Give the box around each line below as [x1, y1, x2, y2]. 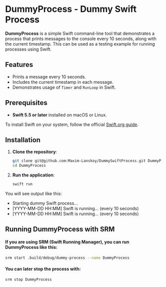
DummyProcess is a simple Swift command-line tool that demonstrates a [5, 30, 155, 36]
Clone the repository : [12, 149, 57, 155]
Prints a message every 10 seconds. [12, 73, 86, 80]
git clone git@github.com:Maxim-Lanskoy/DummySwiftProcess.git [12, 159, 146, 164]
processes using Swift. [5, 46, 52, 52]
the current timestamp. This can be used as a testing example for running [5, 41, 155, 47]
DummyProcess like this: [5, 244, 58, 250]
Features [5, 60, 33, 69]
